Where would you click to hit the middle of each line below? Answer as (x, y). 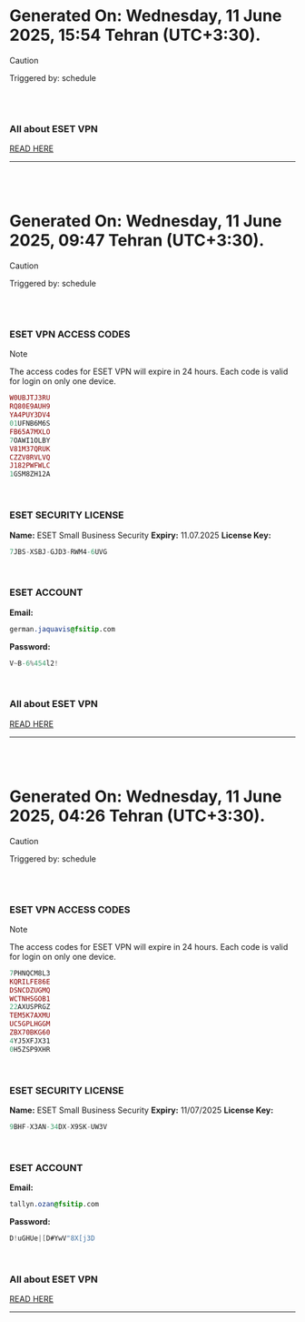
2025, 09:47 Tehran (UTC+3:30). (137, 241)
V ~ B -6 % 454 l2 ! (34, 663)
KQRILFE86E (30, 982)
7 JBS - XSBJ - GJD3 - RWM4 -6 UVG (58, 551)
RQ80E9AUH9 (30, 407)
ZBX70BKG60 (30, 1033)
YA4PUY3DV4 (30, 415)
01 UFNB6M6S (30, 424)
